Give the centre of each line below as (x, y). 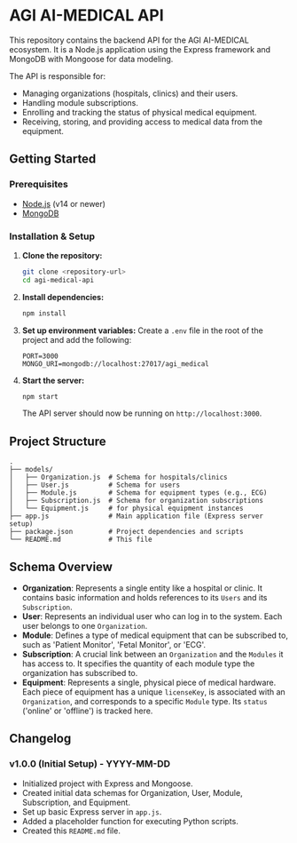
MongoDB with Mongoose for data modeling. (91, 59)
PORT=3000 (40, 356)
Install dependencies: (63, 297)
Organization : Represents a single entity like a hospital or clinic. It (142, 588)
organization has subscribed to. (80, 673)
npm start (40, 396)
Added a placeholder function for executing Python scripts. (130, 821)
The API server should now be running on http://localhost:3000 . (142, 413)
